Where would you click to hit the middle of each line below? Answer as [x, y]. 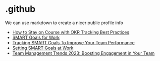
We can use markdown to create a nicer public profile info [64, 23]
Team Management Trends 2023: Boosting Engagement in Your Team [83, 53]
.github [20, 9]
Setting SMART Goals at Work [43, 48]
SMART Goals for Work [36, 37]
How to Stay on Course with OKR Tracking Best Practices [71, 32]
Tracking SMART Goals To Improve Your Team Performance [73, 42]
